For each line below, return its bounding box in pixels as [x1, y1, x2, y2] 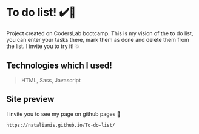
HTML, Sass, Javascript [21, 76, 81, 84]
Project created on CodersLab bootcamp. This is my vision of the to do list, [6, 29, 194, 37]
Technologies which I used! [6, 61, 112, 71]
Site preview [6, 94, 55, 104]
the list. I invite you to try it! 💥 [6, 42, 80, 50]
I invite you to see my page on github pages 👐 [6, 110, 121, 118]
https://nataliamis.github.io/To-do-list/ [6, 122, 115, 128]
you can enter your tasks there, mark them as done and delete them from [6, 36, 189, 43]
